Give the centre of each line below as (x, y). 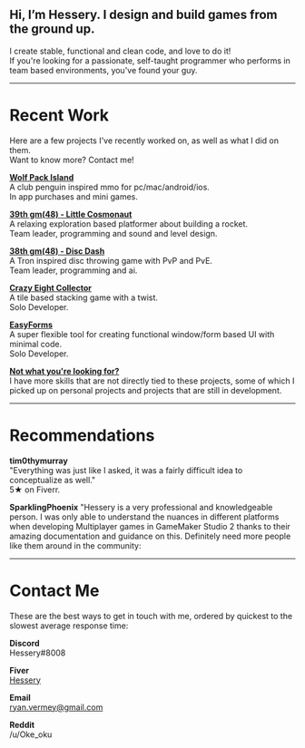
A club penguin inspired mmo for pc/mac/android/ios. (110, 187)
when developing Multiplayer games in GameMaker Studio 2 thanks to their (150, 526)
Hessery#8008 (38, 653)
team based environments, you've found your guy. (103, 70)
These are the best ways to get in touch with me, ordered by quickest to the (151, 616)
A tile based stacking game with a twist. (84, 297)
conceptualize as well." (53, 480)
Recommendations (82, 435)
